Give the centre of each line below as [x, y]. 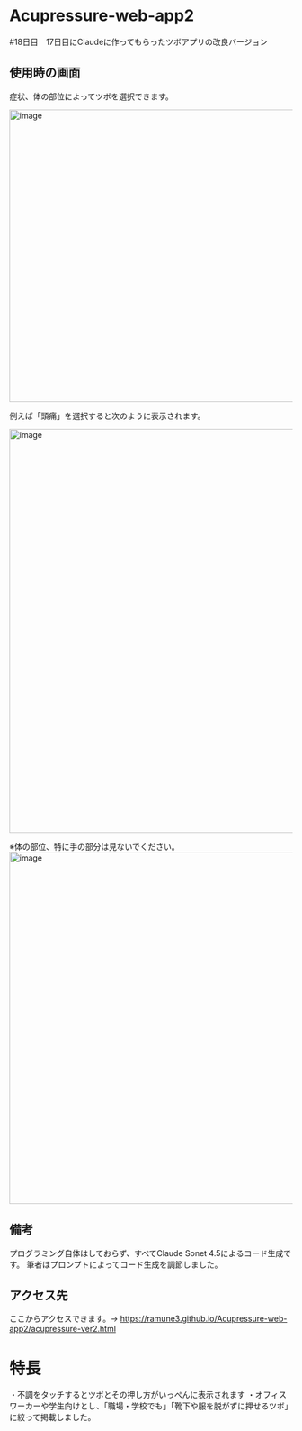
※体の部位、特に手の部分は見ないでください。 [94, 846]
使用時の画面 [45, 73]
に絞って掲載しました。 [53, 1417]
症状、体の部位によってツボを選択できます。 [91, 96]
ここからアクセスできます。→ [64, 1319]
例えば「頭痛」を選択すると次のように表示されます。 [107, 415]
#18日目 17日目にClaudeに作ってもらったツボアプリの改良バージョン [138, 41]
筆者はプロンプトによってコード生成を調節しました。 [124, 1264]
